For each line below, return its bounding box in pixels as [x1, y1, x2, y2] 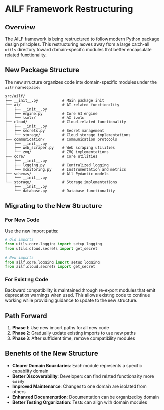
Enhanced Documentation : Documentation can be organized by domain [12, 394, 159, 400]
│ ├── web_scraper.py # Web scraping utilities [5, 145, 115, 150]
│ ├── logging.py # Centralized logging [5, 162, 109, 168]
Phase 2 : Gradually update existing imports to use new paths [12, 330, 136, 336]
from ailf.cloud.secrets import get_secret [5, 264, 96, 269]
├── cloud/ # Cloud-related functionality [5, 119, 126, 124]
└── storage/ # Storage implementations [5, 179, 118, 185]
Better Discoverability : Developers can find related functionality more [12, 373, 154, 379]
